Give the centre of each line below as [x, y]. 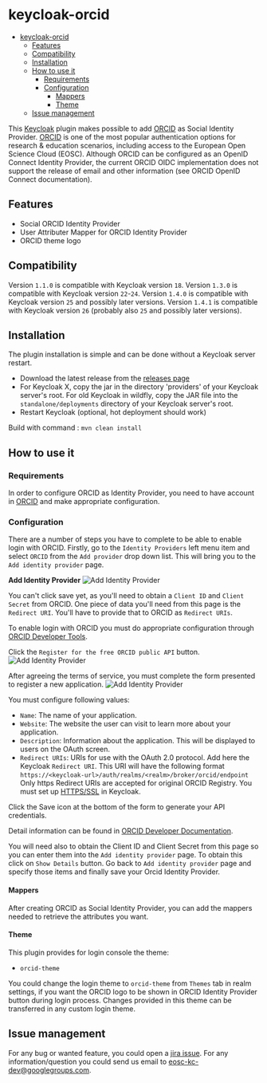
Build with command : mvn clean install [75, 427]
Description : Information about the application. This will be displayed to [137, 741]
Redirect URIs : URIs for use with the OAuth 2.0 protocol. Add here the [134, 758]
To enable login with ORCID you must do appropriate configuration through [132, 628]
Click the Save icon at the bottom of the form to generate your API [117, 807]
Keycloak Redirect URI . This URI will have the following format [122, 766]
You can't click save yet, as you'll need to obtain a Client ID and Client [126, 596]
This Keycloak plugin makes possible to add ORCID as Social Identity [121, 128]
